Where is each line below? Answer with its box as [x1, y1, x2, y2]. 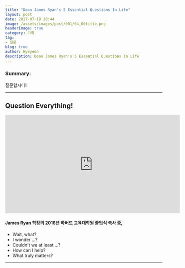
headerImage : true [5, 26, 43, 31]
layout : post [5, 12, 32, 17]
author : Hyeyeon [5, 49, 39, 54]
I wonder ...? [12, 237, 38, 243]
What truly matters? [12, 253, 53, 259]
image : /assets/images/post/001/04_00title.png [5, 21, 106, 26]
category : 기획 [5, 30, 35, 35]
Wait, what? [12, 231, 37, 237]
